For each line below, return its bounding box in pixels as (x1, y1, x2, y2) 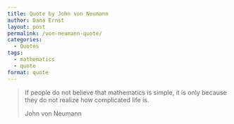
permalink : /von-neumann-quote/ (7, 29, 102, 37)
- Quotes (13, 43, 39, 50)
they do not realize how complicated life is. (24, 95, 149, 104)
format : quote (7, 69, 49, 76)
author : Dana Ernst (7, 17, 65, 24)
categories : (7, 36, 42, 43)
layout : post (7, 23, 46, 30)
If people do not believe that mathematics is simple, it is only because (24, 88, 227, 97)
